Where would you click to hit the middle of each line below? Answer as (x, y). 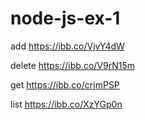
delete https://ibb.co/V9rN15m (73, 65)
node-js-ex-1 (65, 18)
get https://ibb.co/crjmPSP (65, 84)
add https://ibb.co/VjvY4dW (67, 46)
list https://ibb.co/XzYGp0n (66, 104)
